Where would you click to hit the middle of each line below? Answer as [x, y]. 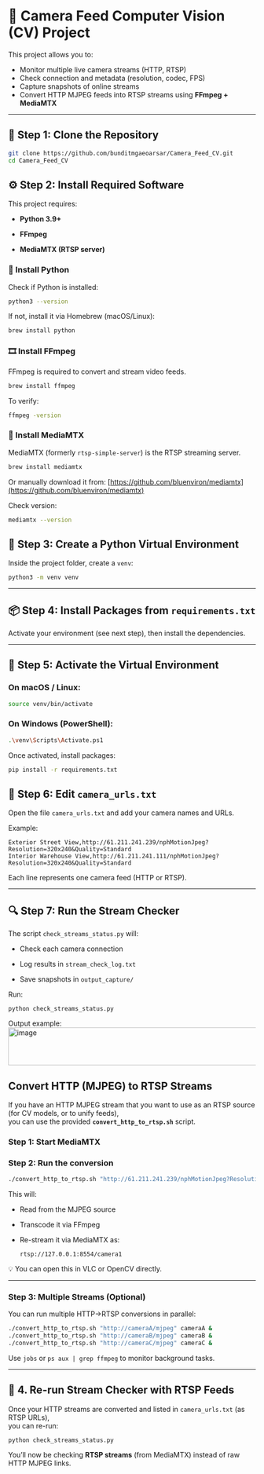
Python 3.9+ [40, 219]
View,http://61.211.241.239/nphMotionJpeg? [137, 843]
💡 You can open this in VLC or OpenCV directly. [85, 1269]
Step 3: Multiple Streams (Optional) [77, 1297]
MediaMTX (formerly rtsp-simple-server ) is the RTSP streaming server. [125, 452]
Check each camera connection [71, 949]
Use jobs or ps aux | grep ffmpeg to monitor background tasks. [112, 1359]
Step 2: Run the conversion [61, 1163]
